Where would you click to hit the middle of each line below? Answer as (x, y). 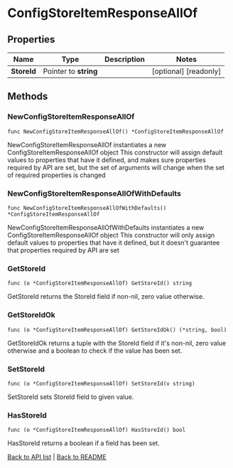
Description (125, 59)
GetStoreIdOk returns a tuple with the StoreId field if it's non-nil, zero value (117, 343)
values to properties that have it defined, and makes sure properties (107, 160)
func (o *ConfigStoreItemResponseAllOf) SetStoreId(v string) (101, 383)
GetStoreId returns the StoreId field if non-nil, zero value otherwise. (106, 297)
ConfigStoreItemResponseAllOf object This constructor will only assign (111, 235)
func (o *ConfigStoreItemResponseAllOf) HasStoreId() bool (97, 430)
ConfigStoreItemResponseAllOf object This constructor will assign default (115, 152)
